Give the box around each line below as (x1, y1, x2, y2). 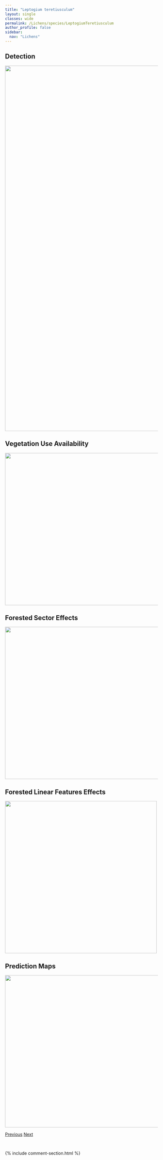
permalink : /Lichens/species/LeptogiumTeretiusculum (5, 20, 114, 26)
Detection (5, 52, 35, 61)
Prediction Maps (5, 962, 56, 970)
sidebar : (5, 30, 23, 35)
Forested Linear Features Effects (5, 788, 106, 796)
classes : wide (5, 16, 34, 21)
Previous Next (5, 1131, 33, 1137)
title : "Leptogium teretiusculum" (5, 7, 75, 12)
